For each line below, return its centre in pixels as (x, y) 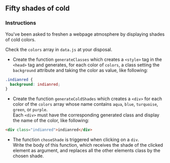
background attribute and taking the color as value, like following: (80, 70)
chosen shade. (28, 156)
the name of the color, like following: (51, 121)
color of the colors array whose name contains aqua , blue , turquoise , (85, 104)
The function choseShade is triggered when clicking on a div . (76, 139)
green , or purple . (30, 110)
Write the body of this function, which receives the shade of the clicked (88, 145)
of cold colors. (20, 39)
